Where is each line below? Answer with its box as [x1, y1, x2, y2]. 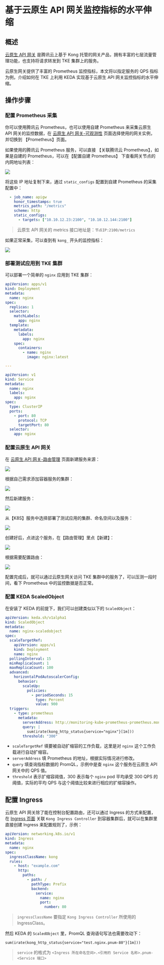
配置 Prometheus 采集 [5, 112, 58, 119]
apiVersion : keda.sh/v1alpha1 [5, 615, 67, 620]
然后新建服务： [5, 495, 35, 501]
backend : [31, 886, 49, 891]
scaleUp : [22, 683, 41, 689]
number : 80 [44, 905, 67, 910]
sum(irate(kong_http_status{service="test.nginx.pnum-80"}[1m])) [5, 940, 141, 945]
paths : [22, 873, 36, 878]
